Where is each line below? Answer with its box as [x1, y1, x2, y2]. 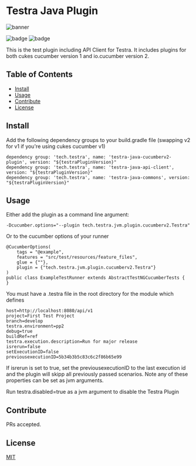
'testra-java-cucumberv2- [108, 154, 172, 160]
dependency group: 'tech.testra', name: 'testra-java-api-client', [6, 164, 175, 170]
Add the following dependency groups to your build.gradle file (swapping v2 [6, 136, 191, 143]
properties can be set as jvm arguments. [6, 377, 104, 384]
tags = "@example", [16, 249, 65, 255]
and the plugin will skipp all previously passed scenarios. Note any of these [6, 371, 188, 378]
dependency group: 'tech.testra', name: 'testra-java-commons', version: [6, 174, 191, 180]
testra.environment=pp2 [6, 323, 65, 329]
